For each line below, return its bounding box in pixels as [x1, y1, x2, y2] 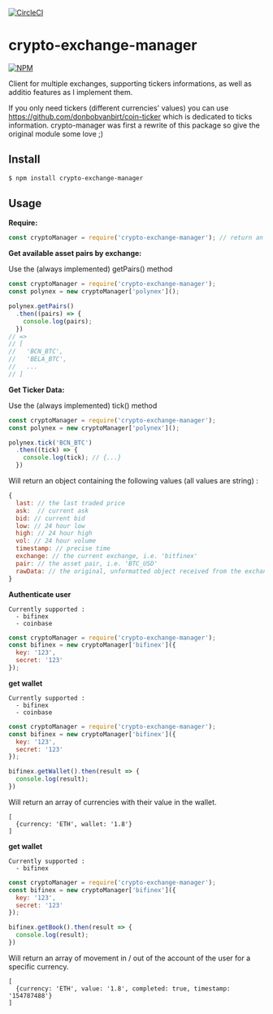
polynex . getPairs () [8, 302, 75, 310]
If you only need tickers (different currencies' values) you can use [8, 102, 229, 113]
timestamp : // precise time [15, 544, 111, 552]
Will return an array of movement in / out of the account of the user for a [8, 953, 250, 963]
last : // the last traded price [15, 499, 126, 507]
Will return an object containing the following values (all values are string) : [8, 476, 258, 486]
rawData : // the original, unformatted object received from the [15, 567, 242, 575]
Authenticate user [8, 589, 71, 599]
